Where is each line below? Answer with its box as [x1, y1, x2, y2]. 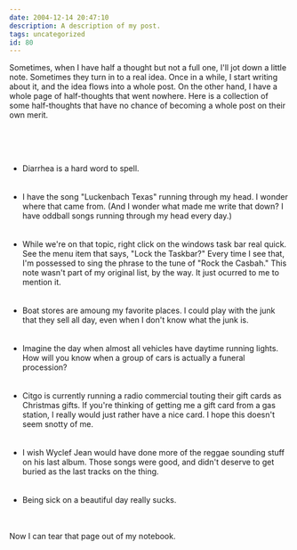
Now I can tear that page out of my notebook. [9, 531, 176, 542]
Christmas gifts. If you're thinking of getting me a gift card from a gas [21, 400, 276, 411]
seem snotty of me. [21, 419, 93, 430]
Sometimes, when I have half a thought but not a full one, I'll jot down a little [9, 62, 287, 73]
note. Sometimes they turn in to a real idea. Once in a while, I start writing [9, 72, 278, 83]
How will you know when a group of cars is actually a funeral [21, 353, 245, 364]
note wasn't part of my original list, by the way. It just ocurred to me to [21, 267, 280, 278]
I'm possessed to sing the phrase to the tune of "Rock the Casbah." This [21, 258, 287, 268]
